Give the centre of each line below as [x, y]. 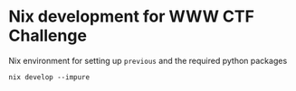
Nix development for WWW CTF [132, 17]
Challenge [48, 36]
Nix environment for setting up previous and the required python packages [148, 60]
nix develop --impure [49, 77]
